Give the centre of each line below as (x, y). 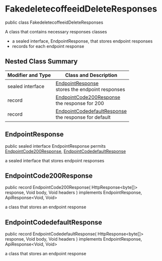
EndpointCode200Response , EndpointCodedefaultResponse (65, 151)
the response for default (83, 117)
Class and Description (91, 75)
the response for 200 (80, 103)
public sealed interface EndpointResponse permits (55, 146)
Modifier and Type (29, 75)
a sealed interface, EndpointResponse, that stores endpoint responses (82, 41)
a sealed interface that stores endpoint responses (55, 160)
